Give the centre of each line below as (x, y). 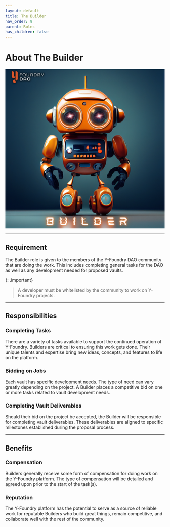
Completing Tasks (28, 331)
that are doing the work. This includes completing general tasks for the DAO (84, 265)
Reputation (19, 497)
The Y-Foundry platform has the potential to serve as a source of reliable (81, 508)
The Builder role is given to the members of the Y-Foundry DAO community (83, 259)
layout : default (22, 11)
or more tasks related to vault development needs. (58, 392)
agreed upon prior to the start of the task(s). (51, 484)
